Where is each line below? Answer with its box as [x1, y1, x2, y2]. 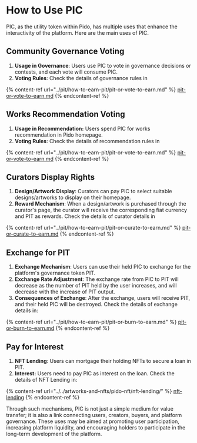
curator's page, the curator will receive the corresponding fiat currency [14, 207, 187, 214]
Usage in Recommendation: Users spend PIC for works [14, 125, 151, 132]
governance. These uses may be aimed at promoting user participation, [6, 418, 179, 425]
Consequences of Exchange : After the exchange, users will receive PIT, [14, 295, 190, 302]
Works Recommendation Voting [6, 110, 125, 120]
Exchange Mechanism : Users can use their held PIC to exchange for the [14, 263, 191, 270]
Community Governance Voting [6, 47, 125, 57]
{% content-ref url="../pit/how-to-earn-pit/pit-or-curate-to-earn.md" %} [6, 224, 181, 232]
